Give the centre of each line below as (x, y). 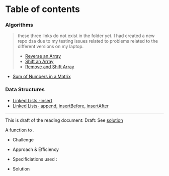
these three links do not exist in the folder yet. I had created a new (86, 36)
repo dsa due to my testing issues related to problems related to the (88, 41)
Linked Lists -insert (32, 100)
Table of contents (43, 9)
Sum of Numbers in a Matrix (42, 77)
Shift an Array (39, 62)
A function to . (20, 130)
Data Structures (25, 90)
